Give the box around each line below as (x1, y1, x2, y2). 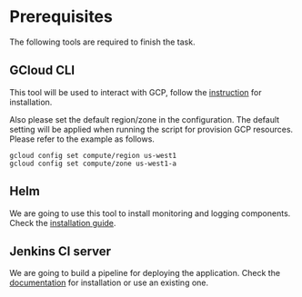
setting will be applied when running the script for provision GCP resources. (9, 124, 294, 134)
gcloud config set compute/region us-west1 (9, 151, 177, 160)
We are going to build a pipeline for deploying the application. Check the (9, 268, 280, 279)
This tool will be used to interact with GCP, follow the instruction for (9, 86, 262, 97)
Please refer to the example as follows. (9, 134, 155, 144)
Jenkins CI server (9, 243, 112, 259)
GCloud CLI (9, 63, 75, 78)
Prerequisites (9, 6, 114, 27)
